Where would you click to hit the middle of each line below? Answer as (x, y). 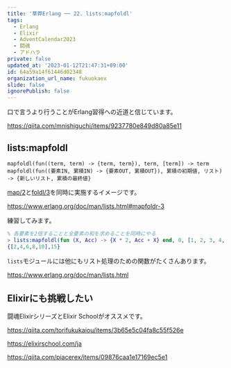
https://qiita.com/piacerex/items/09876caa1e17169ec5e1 (87, 357)
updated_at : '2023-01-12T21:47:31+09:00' (68, 65)
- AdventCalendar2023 (45, 40)
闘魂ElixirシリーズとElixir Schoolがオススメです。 (77, 317)
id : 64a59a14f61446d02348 (44, 72)
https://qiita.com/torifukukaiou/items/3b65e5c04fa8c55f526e (95, 330)
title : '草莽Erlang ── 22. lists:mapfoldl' (70, 14)
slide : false (26, 85)
